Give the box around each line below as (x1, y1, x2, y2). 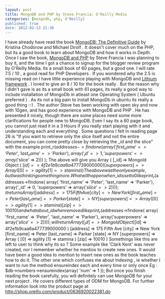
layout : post (5, 7, 32, 12)
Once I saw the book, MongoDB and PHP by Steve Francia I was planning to (5, 55, 160, 61)
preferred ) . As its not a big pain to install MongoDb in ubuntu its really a (5, 97, 153, 103)
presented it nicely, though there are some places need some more (5, 112, 142, 118)
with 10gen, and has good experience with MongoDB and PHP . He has (5, 107, 150, 113)
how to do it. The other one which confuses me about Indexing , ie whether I (5, 257, 161, 263)
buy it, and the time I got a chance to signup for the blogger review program (5, 60, 160, 66)
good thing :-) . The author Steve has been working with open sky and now (5, 102, 158, 108)
